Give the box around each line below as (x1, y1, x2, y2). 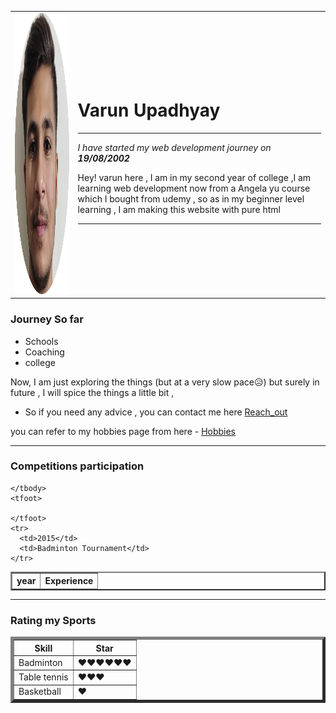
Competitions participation (10, 459, 145, 473)
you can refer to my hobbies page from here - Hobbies (10, 425, 237, 437)
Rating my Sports (10, 613, 97, 627)
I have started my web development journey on (77, 142, 272, 154)
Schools (24, 335, 59, 347)
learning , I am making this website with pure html (77, 204, 281, 216)
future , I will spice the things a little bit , (10, 386, 175, 398)
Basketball (18, 686, 62, 698)
